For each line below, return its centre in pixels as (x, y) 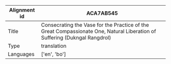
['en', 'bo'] (53, 54)
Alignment (22, 10)
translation (54, 46)
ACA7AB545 (102, 13)
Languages (21, 54)
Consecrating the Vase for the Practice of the (95, 25)
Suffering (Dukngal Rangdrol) (76, 38)
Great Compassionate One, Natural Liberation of (98, 31)
